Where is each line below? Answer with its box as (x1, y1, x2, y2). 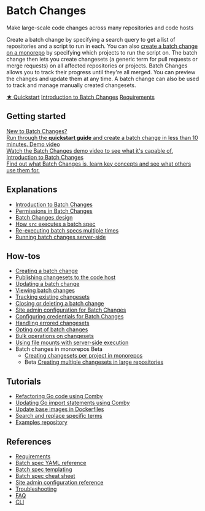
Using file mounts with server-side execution (15, 339, 129, 347)
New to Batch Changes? (6, 127, 68, 135)
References (6, 436, 52, 447)
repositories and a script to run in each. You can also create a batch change (6, 42, 198, 50)
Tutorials (6, 376, 41, 386)
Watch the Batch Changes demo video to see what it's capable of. (6, 147, 174, 154)
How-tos (6, 251, 41, 261)
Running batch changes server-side (15, 233, 106, 240)
